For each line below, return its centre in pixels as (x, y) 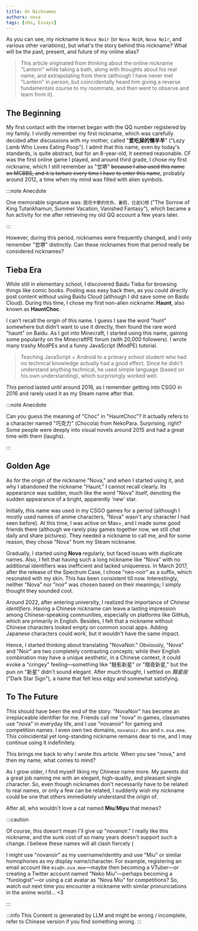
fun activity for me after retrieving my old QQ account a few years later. (93, 215)
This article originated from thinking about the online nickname (97, 63)
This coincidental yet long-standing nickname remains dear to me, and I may (99, 736)
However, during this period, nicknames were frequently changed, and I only (99, 238)
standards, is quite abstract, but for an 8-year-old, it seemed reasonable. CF (99, 153)
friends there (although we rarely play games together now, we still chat (93, 529)
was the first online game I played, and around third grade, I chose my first (97, 160)
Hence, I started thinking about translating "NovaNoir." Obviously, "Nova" (95, 645)
